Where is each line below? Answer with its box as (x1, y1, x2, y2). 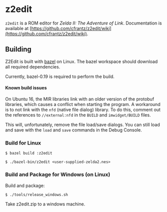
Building (5, 45, 31, 53)
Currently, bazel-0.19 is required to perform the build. (5, 73, 115, 79)
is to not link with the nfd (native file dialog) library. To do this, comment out (5, 106, 161, 112)
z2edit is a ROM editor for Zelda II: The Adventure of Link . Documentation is (5, 20, 162, 26)
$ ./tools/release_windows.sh (5, 192, 68, 197)
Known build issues (5, 85, 47, 91)
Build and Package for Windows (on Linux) (5, 171, 110, 178)
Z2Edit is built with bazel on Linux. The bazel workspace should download (5, 58, 158, 64)
